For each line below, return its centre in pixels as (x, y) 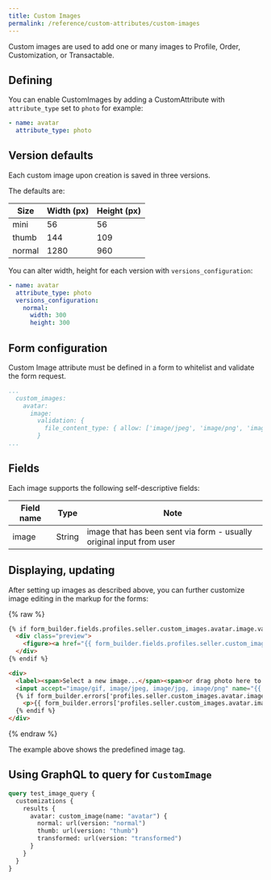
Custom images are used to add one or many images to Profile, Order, (124, 46)
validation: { (61, 421)
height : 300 (50, 323)
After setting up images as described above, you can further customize (127, 589)
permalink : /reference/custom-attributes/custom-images (104, 23)
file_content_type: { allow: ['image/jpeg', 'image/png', (144, 429)
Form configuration (58, 348)
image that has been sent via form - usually (169, 531)
